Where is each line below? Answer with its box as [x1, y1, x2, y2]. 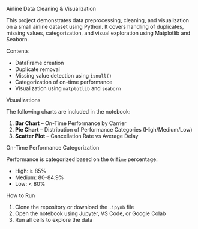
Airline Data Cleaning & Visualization [6, 5, 96, 12]
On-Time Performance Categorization [6, 144, 100, 151]
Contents [6, 47, 29, 55]
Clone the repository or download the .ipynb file [14, 204, 134, 210]
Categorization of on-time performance [14, 78, 113, 85]
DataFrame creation [14, 60, 64, 66]
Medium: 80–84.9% [14, 174, 64, 181]
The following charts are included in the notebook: [6, 108, 131, 115]
